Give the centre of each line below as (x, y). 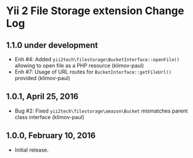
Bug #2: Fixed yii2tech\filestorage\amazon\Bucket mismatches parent (101, 111)
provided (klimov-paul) (42, 78)
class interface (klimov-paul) (49, 117)
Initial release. (32, 150)
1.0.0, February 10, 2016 (51, 136)
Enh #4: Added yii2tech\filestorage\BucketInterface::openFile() (97, 59)
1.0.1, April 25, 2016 (42, 96)
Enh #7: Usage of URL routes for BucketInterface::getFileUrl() (93, 72)
